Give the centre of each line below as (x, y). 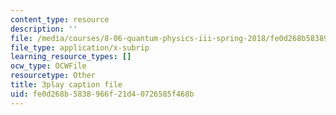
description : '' (44, 29)
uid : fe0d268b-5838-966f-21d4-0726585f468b (102, 94)
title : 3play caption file (66, 85)
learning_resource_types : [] (71, 57)
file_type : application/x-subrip (80, 47)
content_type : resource (60, 19)
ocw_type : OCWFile (48, 66)
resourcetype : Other (53, 76)
